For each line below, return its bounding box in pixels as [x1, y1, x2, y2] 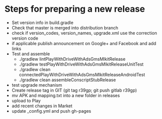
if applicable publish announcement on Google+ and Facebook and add [11, 40, 157, 46]
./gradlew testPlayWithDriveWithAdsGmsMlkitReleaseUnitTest [19, 61, 144, 67]
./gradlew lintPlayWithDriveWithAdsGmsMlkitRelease [19, 56, 126, 62]
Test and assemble [11, 50, 50, 57]
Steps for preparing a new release [4, 3, 145, 15]
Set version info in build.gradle [11, 20, 74, 25]
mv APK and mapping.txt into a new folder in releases [11, 92, 120, 98]
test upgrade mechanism [11, 82, 62, 88]
